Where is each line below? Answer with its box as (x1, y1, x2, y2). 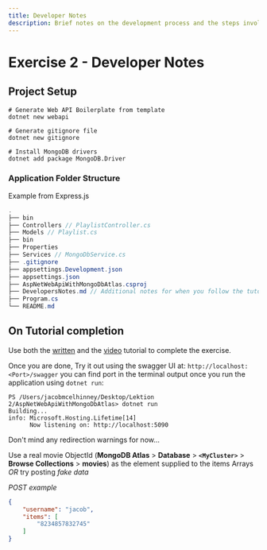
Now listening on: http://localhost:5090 (29, 420, 169, 429)
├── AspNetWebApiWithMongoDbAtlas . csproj (8, 280, 148, 289)
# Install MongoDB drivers (8, 148, 98, 156)
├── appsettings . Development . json (8, 265, 123, 273)
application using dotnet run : (8, 378, 104, 387)
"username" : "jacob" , (22, 505, 94, 513)
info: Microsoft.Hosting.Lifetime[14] (8, 414, 137, 422)
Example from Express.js (8, 191, 90, 200)
